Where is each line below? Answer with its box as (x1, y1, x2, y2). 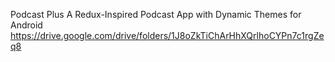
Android (10, 19, 43, 31)
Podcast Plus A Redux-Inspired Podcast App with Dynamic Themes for (10, 9, 302, 20)
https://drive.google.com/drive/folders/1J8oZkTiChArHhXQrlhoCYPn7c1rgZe (10, 30, 325, 41)
